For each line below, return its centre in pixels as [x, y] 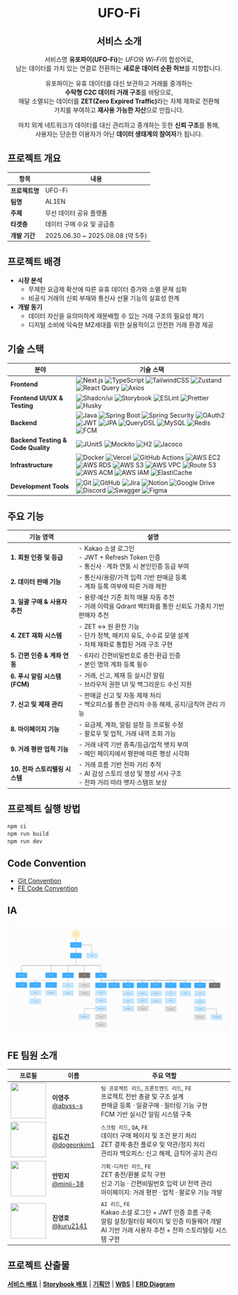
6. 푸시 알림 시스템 [36, 676]
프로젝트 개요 [34, 159]
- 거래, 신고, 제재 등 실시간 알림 [121, 675]
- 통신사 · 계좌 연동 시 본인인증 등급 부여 [134, 566]
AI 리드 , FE [115, 1204]
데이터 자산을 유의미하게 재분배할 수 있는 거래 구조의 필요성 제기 [116, 316]
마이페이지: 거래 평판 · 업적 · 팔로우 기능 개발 [162, 1192]
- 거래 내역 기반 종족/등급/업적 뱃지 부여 [134, 744]
